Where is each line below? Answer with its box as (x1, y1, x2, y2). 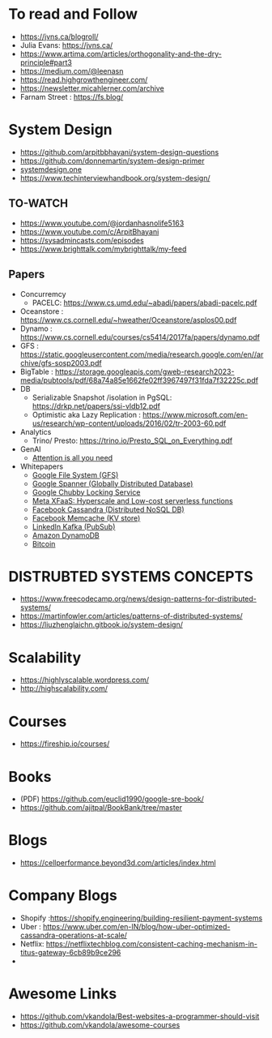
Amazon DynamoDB (32, 530, 100, 540)
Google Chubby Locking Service (32, 487, 141, 497)
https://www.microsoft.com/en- (142, 410, 249, 419)
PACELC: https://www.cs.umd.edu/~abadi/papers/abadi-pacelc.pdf (32, 298, 257, 307)
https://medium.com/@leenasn (19, 66, 124, 75)
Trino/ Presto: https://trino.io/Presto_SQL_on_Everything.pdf (32, 435, 233, 445)
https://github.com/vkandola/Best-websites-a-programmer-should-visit (19, 1011, 260, 1022)
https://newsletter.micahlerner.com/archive (19, 83, 164, 93)
